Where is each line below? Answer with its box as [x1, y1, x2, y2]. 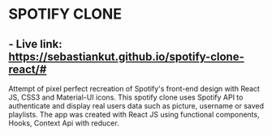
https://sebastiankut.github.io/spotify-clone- [8, 49, 245, 63]
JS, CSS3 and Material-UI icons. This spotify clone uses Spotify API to [8, 92, 244, 102]
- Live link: [8, 37, 63, 51]
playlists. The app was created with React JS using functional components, [8, 110, 260, 119]
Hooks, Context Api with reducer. [8, 118, 119, 128]
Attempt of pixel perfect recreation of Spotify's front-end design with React [8, 84, 260, 93]
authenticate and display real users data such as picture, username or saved [8, 101, 265, 110]
